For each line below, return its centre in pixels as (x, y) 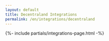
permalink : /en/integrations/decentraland (50, 19)
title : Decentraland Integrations (41, 14)
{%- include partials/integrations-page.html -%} (55, 33)
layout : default (22, 10)
